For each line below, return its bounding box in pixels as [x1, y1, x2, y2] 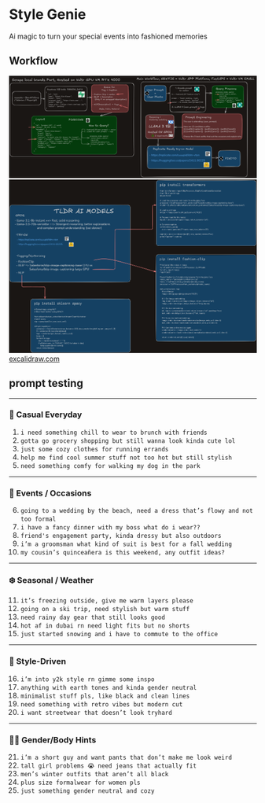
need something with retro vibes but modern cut [20, 700, 183, 709]
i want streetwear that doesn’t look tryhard [20, 709, 172, 716]
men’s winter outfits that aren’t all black [20, 770, 169, 778]
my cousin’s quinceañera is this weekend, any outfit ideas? [20, 549, 226, 557]
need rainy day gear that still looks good [20, 613, 166, 622]
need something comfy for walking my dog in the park [20, 462, 201, 470]
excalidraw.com [9, 354, 60, 363]
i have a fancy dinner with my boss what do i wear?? [20, 524, 201, 532]
